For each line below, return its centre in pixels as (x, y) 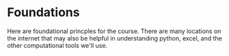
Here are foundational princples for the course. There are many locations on (114, 31)
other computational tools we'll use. (57, 45)
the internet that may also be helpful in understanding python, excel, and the (114, 38)
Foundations (43, 12)
